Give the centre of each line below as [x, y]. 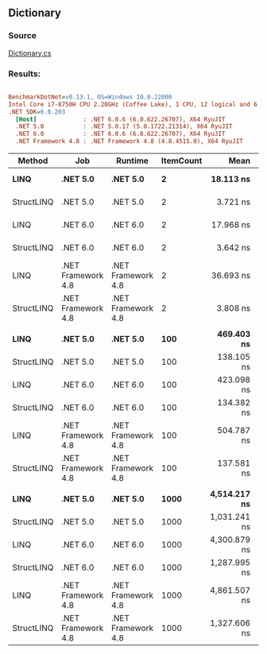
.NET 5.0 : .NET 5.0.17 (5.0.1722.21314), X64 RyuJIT [124, 126]
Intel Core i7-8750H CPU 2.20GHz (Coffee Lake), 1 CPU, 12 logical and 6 [133, 104]
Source [23, 36]
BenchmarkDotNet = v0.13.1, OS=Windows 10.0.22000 [90, 97]
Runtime [133, 161]
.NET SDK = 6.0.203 [37, 112]
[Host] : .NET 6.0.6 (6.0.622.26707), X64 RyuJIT [120, 119]
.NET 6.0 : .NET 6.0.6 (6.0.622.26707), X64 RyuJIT [120, 134]
